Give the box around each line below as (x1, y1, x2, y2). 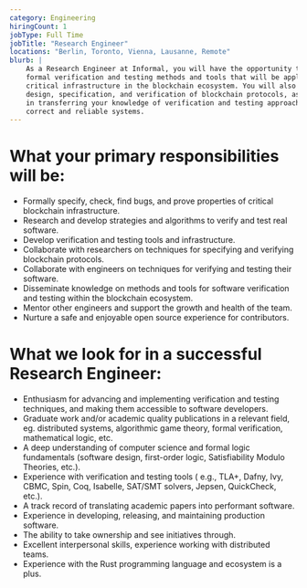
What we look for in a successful (9, 344, 262, 365)
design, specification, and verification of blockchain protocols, (26, 89, 288, 99)
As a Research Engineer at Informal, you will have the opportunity (26, 65, 292, 74)
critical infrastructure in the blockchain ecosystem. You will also (26, 81, 297, 90)
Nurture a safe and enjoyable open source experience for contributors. (22, 312, 290, 323)
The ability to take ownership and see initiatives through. (22, 530, 236, 541)
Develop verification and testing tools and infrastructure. (22, 235, 236, 246)
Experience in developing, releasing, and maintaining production (22, 510, 265, 521)
